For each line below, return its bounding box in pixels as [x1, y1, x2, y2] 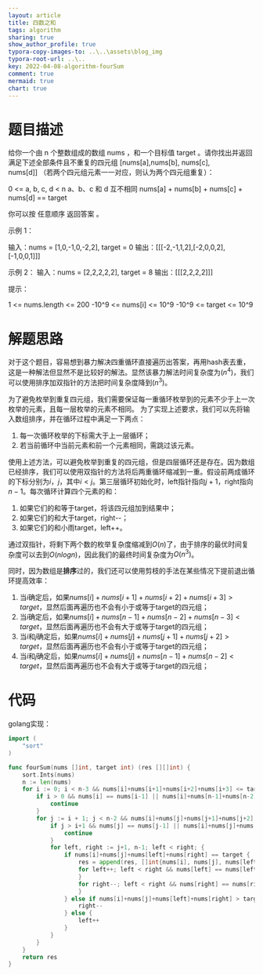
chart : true [8, 84, 47, 93]
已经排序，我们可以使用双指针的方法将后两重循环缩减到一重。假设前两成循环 [8, 467, 255, 476]
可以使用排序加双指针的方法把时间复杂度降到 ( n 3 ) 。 [8, 376, 172, 387]
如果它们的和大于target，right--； [19, 513, 129, 522]
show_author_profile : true [8, 41, 96, 49]
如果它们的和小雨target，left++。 [19, 522, 127, 532]
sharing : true [8, 33, 55, 42]
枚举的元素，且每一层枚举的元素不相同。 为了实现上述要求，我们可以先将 [8, 404, 243, 413]
